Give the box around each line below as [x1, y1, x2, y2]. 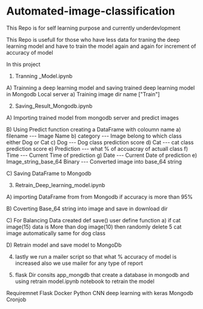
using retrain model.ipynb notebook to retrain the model [15, 277, 155, 285]
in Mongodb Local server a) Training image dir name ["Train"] [6, 90, 160, 98]
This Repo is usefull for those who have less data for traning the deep [6, 36, 180, 43]
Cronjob [6, 296, 27, 303]
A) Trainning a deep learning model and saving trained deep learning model [6, 84, 195, 91]
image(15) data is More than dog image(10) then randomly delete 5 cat [6, 223, 182, 230]
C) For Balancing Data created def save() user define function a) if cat [6, 216, 181, 224]
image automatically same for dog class [6, 229, 106, 237]
